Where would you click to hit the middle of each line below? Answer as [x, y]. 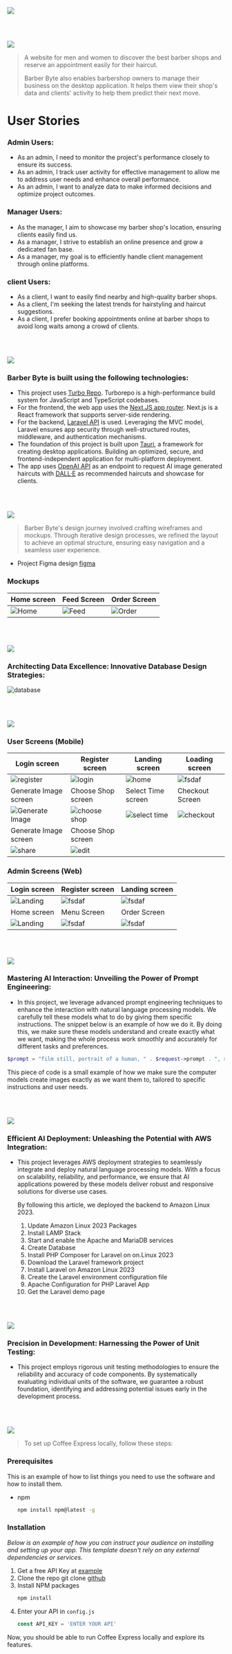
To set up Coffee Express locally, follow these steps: [98, 1443]
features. [20, 1644]
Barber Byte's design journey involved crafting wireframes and [113, 528]
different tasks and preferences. [63, 1046]
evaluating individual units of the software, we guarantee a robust [110, 1382]
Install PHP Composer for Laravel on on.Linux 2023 [100, 1255]
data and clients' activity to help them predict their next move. [112, 93]
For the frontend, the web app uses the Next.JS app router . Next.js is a [117, 408]
